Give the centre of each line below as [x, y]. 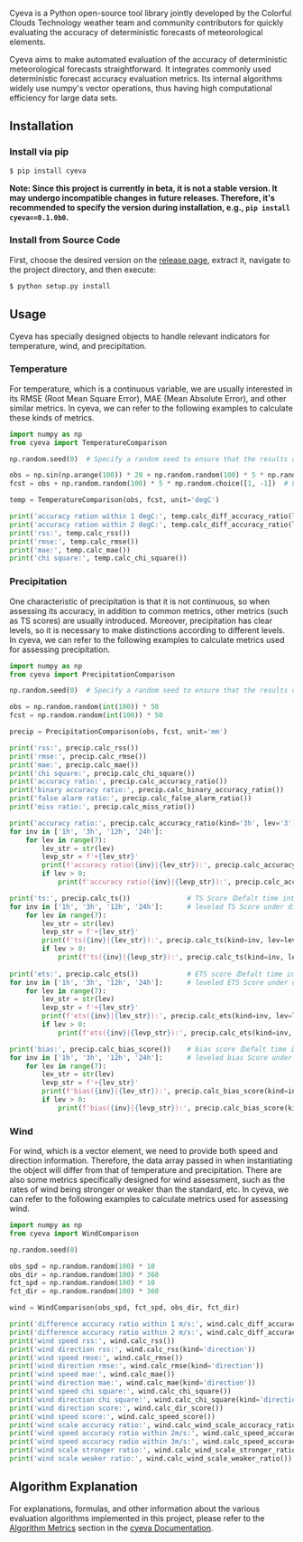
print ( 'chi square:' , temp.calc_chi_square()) [98, 558]
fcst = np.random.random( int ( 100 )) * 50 [87, 715]
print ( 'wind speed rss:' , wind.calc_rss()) [92, 1341]
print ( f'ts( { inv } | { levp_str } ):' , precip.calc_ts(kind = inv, [170, 958]
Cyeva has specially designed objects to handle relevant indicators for [140, 336]
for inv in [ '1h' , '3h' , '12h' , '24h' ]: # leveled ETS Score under [149, 982]
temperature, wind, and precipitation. [78, 345]
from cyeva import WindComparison [74, 1234]
